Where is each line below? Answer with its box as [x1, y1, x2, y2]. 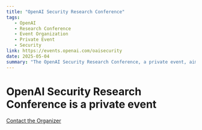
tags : [6, 14, 20, 20]
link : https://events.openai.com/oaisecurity [6, 48, 122, 54]
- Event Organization [14, 31, 69, 37]
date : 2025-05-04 [6, 53, 50, 59]
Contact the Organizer [6, 117, 61, 125]
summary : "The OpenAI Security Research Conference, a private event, [6, 59, 187, 65]
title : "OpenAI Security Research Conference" [6, 8, 125, 15]
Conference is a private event [6, 97, 157, 111]
